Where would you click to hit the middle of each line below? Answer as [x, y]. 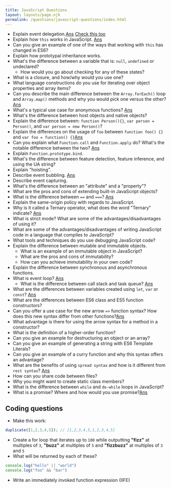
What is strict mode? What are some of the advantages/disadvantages [87, 219]
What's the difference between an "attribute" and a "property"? [79, 186]
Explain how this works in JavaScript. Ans [57, 39]
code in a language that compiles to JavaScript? [63, 235]
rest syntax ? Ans [31, 370]
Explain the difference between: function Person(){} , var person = [83, 121]
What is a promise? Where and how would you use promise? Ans [80, 392]
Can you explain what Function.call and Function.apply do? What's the [89, 143]
